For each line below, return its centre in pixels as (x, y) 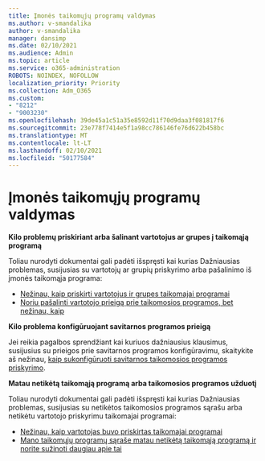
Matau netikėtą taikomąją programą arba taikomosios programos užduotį (132, 384)
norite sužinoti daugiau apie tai (71, 449)
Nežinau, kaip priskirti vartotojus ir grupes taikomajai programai (125, 294)
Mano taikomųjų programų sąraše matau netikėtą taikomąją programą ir (138, 440)
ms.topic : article (39, 61)
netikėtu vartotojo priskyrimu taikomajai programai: (92, 416)
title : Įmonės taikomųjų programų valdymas (82, 16)
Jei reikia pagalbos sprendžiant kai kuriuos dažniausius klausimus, (118, 342)
